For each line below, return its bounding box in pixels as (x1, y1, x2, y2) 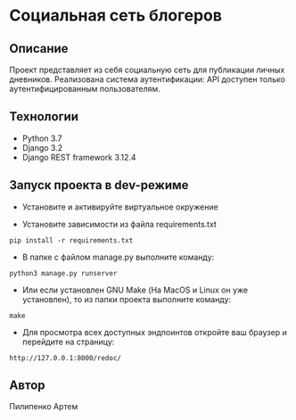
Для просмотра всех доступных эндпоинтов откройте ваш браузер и (21, 326, 287, 337)
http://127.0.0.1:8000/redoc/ (9, 353, 122, 362)
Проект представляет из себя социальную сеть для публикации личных (9, 64, 285, 75)
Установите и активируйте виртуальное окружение (21, 202, 218, 212)
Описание (9, 41, 69, 56)
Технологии (9, 109, 78, 125)
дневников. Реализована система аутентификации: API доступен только (9, 74, 285, 85)
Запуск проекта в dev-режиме (9, 177, 189, 193)
